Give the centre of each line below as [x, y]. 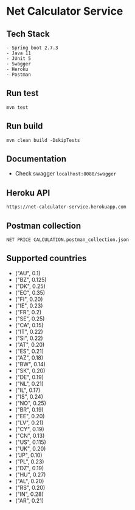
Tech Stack [28, 34]
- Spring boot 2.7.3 [33, 48]
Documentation [36, 159]
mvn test [17, 107]
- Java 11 [19, 53]
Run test [22, 93]
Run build [25, 126]
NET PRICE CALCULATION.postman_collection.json [68, 240]
